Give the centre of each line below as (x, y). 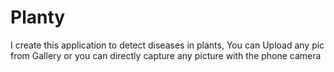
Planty (38, 17)
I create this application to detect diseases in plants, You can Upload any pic (167, 45)
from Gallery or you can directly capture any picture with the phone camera (166, 55)
